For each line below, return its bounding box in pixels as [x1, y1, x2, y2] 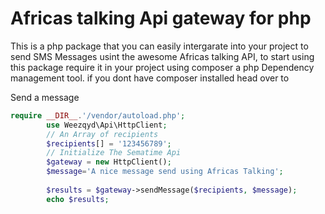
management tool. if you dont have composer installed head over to [10, 72, 290, 84]
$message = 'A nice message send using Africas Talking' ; [46, 167, 284, 177]
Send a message [10, 91, 80, 103]
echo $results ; [46, 194, 110, 204]
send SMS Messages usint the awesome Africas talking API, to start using [10, 50, 315, 62]
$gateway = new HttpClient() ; [46, 157, 172, 167]
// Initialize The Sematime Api [46, 148, 182, 158]
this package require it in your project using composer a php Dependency [10, 61, 315, 73]
